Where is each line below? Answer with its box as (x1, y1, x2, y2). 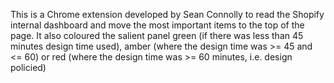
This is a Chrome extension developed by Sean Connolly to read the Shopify (10, 9, 325, 20)
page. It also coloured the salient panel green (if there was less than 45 (10, 30, 304, 41)
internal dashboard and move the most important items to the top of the (10, 19, 305, 31)
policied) (10, 62, 47, 73)
